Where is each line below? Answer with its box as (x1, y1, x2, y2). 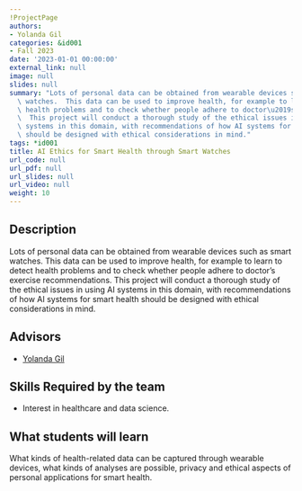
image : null (9, 72, 54, 81)
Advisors (9, 329, 61, 344)
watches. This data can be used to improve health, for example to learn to (9, 255, 283, 266)
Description (9, 222, 76, 237)
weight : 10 (9, 189, 50, 198)
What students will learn (9, 429, 149, 444)
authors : (9, 22, 42, 31)
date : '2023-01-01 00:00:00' (9, 55, 119, 64)
